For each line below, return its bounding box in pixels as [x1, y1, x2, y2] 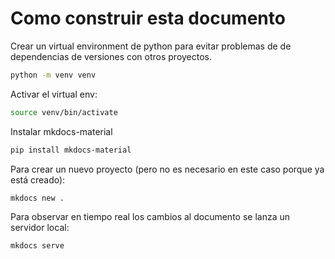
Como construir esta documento [10, 7, 286, 30]
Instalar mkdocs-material [10, 125, 113, 137]
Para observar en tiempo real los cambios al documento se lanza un [10, 211, 291, 223]
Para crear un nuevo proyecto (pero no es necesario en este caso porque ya [10, 163, 325, 175]
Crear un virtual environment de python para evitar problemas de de [10, 40, 292, 52]
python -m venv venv [10, 70, 97, 80]
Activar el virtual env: [10, 88, 98, 100]
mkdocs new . [10, 193, 65, 203]
